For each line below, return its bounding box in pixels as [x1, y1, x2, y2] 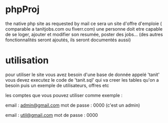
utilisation [5, 55, 49, 66]
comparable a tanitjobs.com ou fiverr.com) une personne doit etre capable [5, 26, 163, 32]
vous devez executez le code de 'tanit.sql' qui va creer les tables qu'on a [5, 77, 159, 83]
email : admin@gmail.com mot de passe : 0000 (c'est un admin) [5, 102, 140, 108]
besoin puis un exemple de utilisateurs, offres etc [5, 82, 109, 88]
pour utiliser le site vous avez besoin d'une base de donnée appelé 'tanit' [5, 71, 160, 78]
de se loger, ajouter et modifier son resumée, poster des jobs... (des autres [5, 31, 163, 37]
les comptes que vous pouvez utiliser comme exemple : [5, 92, 123, 98]
